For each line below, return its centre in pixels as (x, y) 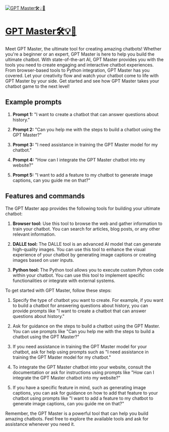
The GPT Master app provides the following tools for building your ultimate (83, 208)
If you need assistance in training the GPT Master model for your (80, 346)
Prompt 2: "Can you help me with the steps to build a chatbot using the (87, 129)
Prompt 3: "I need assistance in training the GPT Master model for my (85, 144)
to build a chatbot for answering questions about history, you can (80, 305)
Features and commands (45, 196)
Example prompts (34, 102)
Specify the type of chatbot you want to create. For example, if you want (88, 300)
